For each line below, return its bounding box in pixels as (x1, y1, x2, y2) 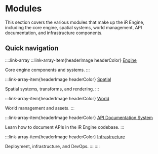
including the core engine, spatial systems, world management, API (5, 24, 142, 30)
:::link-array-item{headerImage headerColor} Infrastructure (5, 134, 125, 140)
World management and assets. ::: (5, 105, 75, 111)
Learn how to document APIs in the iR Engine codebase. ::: (5, 124, 124, 130)
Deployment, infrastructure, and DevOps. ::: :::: (5, 143, 100, 149)
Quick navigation (5, 44, 59, 52)
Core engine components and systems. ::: (5, 67, 90, 73)
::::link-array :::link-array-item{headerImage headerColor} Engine (5, 57, 137, 63)
